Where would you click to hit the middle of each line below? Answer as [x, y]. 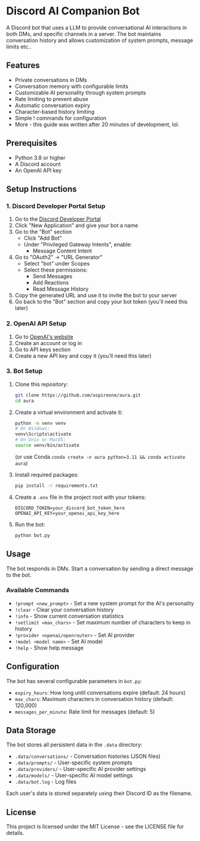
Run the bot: [30, 524]
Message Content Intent [62, 251]
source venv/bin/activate [47, 446]
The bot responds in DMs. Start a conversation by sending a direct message [100, 568]
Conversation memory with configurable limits [71, 86]
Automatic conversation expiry [53, 105]
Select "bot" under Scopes [57, 264]
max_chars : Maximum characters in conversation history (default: [94, 699]
